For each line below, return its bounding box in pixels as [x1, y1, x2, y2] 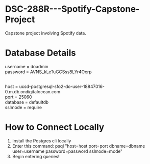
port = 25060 [5, 94, 32, 100]
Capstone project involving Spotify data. [5, 30, 87, 36]
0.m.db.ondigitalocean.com [5, 88, 61, 94]
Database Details [5, 48, 76, 58]
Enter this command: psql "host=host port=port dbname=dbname [12, 143, 146, 149]
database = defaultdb [5, 99, 49, 105]
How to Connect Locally [5, 122, 104, 133]
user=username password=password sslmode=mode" [12, 148, 123, 154]
